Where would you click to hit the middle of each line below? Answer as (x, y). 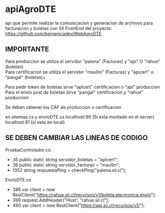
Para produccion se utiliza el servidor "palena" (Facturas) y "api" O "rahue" (83, 61)
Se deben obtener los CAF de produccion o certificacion (63, 107)
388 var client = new (34, 189)
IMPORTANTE (27, 49)
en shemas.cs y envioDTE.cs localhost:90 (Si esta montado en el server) (80, 117)
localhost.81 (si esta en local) (35, 122)
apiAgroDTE (31, 9)
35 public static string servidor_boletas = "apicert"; (65, 159)
